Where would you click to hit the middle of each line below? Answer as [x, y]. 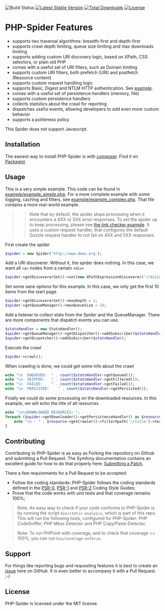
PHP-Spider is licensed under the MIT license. [52, 603]
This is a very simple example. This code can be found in [63, 189]
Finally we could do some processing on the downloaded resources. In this [81, 398]
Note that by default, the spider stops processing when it [87, 214]
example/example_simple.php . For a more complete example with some [78, 194]
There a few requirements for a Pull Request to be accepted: [66, 473]
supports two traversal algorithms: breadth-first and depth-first [76, 41]
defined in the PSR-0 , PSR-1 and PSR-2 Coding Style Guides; [74, 488]
